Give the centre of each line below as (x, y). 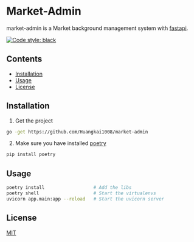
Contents (24, 59)
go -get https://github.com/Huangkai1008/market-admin (77, 132)
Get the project (34, 121)
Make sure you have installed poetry (61, 143)
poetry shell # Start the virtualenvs (81, 193)
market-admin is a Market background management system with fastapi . (97, 28)
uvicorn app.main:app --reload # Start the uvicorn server (85, 199)
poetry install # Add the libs (69, 188)
